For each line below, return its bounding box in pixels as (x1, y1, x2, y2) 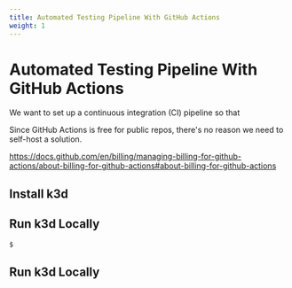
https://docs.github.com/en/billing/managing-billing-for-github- (9, 152, 242, 162)
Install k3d (9, 186, 69, 201)
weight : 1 (9, 21, 46, 30)
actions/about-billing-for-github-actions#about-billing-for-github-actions (9, 160, 277, 171)
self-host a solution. (9, 134, 83, 144)
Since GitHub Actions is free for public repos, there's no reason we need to (9, 125, 284, 136)
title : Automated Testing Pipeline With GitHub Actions (9, 12, 220, 22)
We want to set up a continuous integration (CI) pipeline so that (9, 107, 241, 118)
